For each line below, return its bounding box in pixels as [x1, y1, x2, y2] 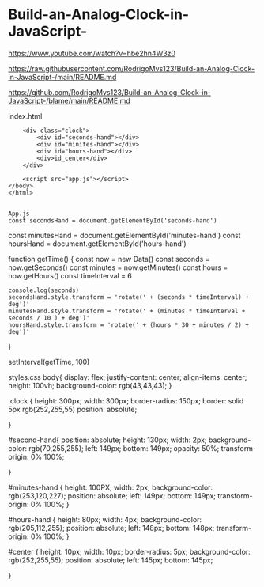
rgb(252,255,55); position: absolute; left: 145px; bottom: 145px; [8, 555, 213, 565]
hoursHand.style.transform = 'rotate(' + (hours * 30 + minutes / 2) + [8, 320, 249, 329]
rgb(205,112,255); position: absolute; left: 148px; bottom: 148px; [8, 523, 215, 532]
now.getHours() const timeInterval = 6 [8, 271, 133, 280]
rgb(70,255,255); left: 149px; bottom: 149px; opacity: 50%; [28, 443, 220, 453]
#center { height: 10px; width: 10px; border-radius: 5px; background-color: [8, 547, 251, 556]
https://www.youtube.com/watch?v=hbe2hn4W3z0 [8, 48, 176, 58]
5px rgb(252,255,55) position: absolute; [8, 404, 138, 414]
